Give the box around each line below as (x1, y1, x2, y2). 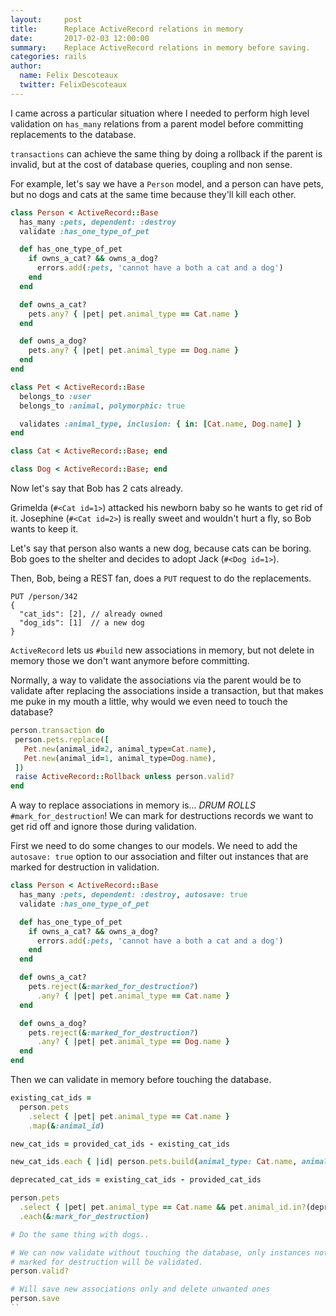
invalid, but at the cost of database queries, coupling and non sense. (10, 158, 293, 170)
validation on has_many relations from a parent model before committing (10, 117, 304, 130)
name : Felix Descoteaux (19, 71, 118, 81)
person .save (10, 1294, 60, 1304)
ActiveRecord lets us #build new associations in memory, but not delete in (10, 644, 315, 656)
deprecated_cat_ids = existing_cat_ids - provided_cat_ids (10, 1175, 262, 1185)
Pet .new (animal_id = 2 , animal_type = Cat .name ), (23, 744, 217, 754)
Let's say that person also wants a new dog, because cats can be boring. (10, 542, 312, 554)
